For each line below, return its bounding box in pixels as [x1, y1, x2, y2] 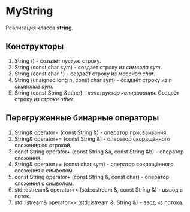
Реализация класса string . [5, 24, 74, 31]
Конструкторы [5, 41, 64, 52]
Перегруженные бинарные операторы [5, 113, 159, 123]
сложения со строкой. [14, 141, 72, 149]
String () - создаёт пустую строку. [14, 57, 101, 64]
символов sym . [14, 83, 54, 90]
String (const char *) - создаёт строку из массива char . [14, 70, 156, 77]
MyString [5, 4, 53, 18]
